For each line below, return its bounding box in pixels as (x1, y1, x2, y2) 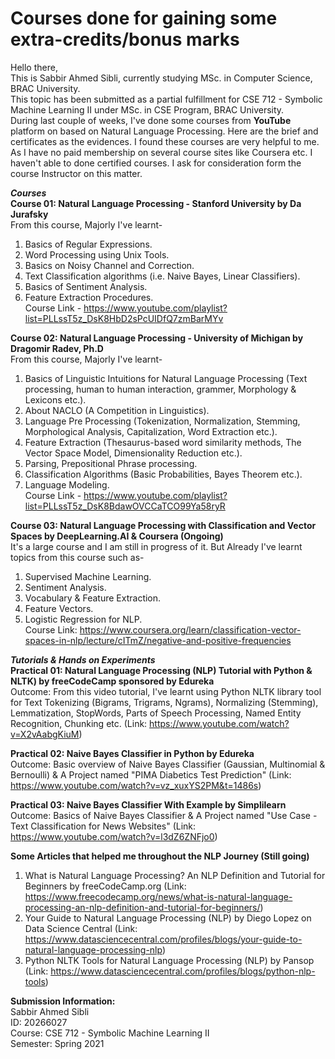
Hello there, (10, 61, 58, 73)
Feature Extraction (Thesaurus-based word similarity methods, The (24, 436, 302, 448)
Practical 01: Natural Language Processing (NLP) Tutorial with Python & (10, 664, 313, 676)
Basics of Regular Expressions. (24, 238, 153, 250)
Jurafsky (10, 208, 49, 220)
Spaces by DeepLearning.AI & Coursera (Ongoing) (10, 530, 224, 542)
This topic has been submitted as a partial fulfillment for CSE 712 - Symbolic (10, 93, 323, 105)
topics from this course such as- (10, 551, 145, 563)
